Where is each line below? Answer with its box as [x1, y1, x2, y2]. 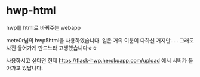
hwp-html [6, 4, 56, 17]
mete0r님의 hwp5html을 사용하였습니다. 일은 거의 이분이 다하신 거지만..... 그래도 [6, 36, 194, 44]
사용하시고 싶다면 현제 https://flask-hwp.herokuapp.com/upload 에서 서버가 [6, 57, 187, 64]
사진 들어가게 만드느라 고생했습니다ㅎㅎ [6, 44, 97, 51]
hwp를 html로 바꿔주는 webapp [6, 24, 81, 31]
